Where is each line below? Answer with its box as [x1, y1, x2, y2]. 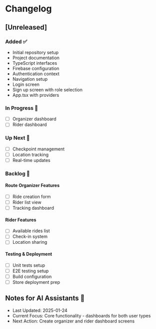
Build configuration [12, 273, 52, 279]
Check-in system [12, 234, 48, 240]
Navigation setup [12, 76, 48, 82]
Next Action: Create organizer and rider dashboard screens [12, 318, 135, 324]
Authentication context [12, 71, 60, 77]
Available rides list [12, 228, 50, 234]
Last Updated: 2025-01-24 [12, 307, 67, 313]
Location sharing [12, 239, 47, 245]
